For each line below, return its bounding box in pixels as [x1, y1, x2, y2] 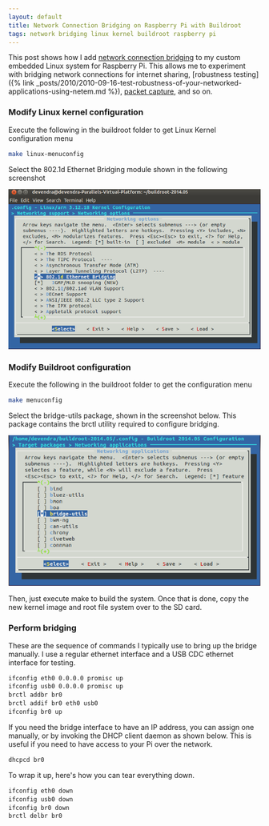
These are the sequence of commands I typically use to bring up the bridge [8, 640, 258, 650]
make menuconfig [8, 396, 62, 404]
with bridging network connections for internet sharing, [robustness [8, 70, 232, 79]
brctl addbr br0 [8, 691, 62, 700]
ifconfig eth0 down [8, 787, 74, 795]
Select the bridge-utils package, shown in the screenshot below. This [8, 411, 237, 420]
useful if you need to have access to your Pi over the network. [8, 739, 214, 748]
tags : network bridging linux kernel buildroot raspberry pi [8, 30, 217, 38]
